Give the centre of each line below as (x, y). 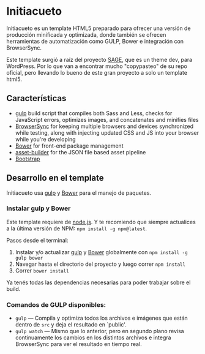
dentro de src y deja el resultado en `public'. (71, 325)
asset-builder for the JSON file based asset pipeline (80, 152)
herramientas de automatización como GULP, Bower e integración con (95, 41)
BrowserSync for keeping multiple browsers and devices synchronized (104, 126)
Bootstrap (28, 159)
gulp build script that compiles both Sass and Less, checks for (94, 113)
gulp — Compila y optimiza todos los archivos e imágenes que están (101, 318)
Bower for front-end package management (69, 146)
